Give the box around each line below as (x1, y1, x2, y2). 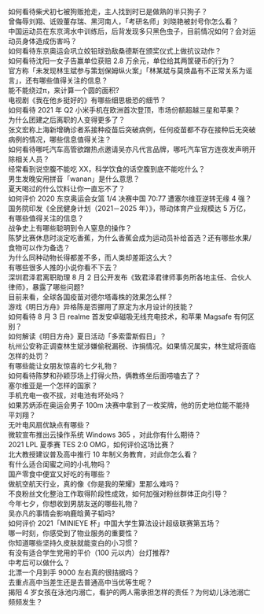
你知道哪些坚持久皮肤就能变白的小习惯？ (8, 538, 139, 547)
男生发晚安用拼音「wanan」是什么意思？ (8, 174, 140, 183)
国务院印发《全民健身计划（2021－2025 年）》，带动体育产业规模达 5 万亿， (8, 204, 250, 213)
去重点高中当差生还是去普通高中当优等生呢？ (8, 578, 153, 586)
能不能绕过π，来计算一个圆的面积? (8, 86, 119, 94)
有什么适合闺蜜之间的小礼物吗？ (8, 460, 112, 468)
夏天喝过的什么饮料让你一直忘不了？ (8, 184, 126, 193)
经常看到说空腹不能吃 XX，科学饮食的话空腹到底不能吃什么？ (8, 165, 206, 173)
